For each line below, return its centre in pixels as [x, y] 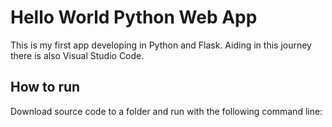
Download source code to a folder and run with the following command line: [166, 111]
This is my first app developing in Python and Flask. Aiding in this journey [161, 45]
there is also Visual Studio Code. [77, 55]
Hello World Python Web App [134, 17]
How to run [45, 87]
